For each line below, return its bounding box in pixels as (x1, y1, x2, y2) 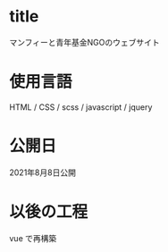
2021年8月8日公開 (9, 167, 76, 178)
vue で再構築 (9, 232, 57, 243)
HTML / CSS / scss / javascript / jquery (9, 101, 153, 113)
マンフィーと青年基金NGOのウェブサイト (9, 37, 160, 47)
